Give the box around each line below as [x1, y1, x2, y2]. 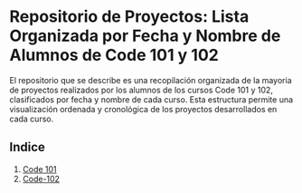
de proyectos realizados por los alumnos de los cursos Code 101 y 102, [9, 84, 274, 95]
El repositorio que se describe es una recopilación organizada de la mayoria [9, 74, 292, 85]
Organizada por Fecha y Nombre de [9, 25, 281, 46]
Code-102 [22, 173, 61, 184]
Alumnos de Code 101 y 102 [9, 45, 219, 65]
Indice [9, 140, 45, 155]
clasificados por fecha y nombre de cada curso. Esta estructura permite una [9, 93, 294, 105]
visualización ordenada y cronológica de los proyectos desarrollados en [9, 103, 278, 114]
